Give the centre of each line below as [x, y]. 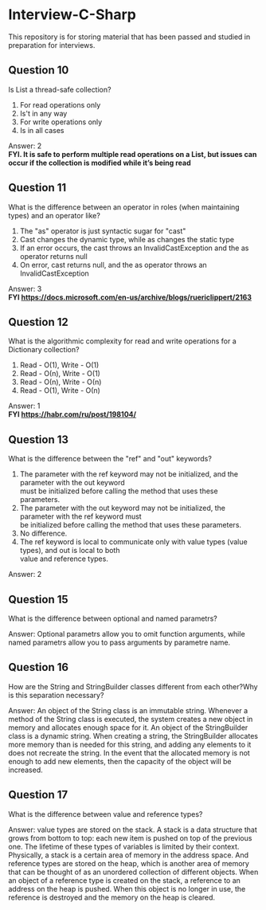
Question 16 [39, 667]
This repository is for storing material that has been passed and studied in [129, 37]
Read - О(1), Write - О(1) [59, 365]
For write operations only [61, 122]
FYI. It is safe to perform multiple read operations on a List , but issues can [133, 154]
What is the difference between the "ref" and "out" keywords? [110, 459]
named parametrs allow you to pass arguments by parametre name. [119, 642]
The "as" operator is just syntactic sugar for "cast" [103, 231]
